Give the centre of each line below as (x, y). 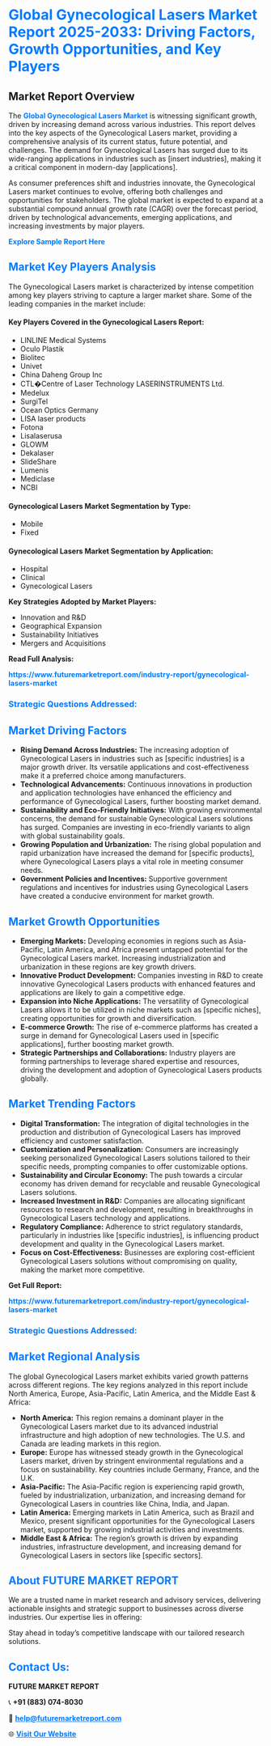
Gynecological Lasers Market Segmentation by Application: (111, 551)
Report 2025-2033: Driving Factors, (132, 32)
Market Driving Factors (68, 730)
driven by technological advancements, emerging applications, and (121, 217)
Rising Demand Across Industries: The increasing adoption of (124, 750)
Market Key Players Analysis (82, 267)
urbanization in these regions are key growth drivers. (108, 966)
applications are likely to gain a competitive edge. (103, 992)
